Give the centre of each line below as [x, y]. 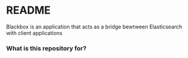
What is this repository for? [47, 48]
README [28, 10]
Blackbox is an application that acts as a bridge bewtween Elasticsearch [94, 27]
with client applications [34, 33]
